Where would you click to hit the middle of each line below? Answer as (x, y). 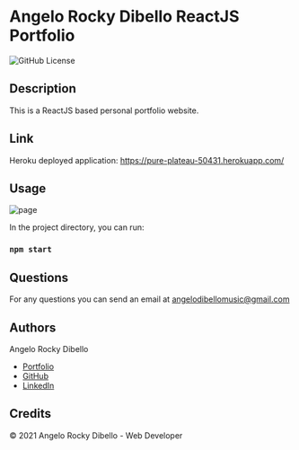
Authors (33, 327)
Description (43, 88)
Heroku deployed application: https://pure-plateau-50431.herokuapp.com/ (147, 160)
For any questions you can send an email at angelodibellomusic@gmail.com (149, 299)
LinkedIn (38, 385)
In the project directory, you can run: (77, 227)
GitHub (35, 375)
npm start (31, 250)
